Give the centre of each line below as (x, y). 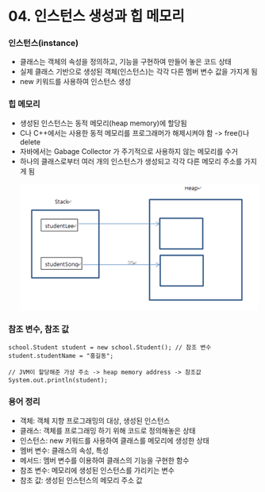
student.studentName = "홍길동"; (61, 356)
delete (30, 142)
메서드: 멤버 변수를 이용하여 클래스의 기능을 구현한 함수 (104, 460)
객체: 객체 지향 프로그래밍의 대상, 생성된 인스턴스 (95, 421)
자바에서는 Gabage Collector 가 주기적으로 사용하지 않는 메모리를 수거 (129, 151)
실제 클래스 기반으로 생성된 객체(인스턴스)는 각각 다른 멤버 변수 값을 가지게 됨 (138, 71)
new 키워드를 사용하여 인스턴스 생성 (75, 82)
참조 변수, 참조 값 (38, 329)
